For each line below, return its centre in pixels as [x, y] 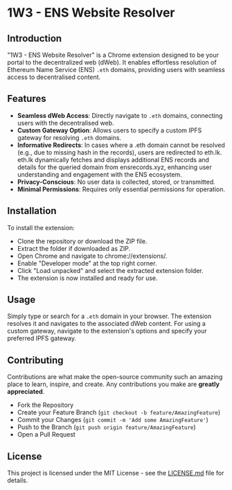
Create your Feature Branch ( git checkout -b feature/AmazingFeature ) [119, 412]
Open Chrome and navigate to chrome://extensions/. [92, 256]
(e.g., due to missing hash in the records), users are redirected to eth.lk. [119, 152]
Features [27, 99]
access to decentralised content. [54, 77]
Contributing [35, 360]
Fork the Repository [45, 405]
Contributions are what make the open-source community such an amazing [115, 377]
